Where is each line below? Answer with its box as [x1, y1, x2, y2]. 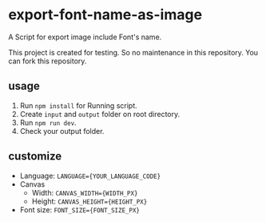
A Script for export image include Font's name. [8, 32, 162, 42]
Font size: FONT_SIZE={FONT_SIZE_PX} [19, 204, 140, 214]
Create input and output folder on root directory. [19, 109, 181, 119]
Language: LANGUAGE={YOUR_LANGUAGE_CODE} [19, 171, 161, 180]
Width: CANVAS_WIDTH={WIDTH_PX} [31, 188, 138, 197]
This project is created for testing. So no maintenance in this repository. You [8, 47, 258, 57]
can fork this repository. [8, 56, 87, 66]
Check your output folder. [19, 126, 105, 135]
